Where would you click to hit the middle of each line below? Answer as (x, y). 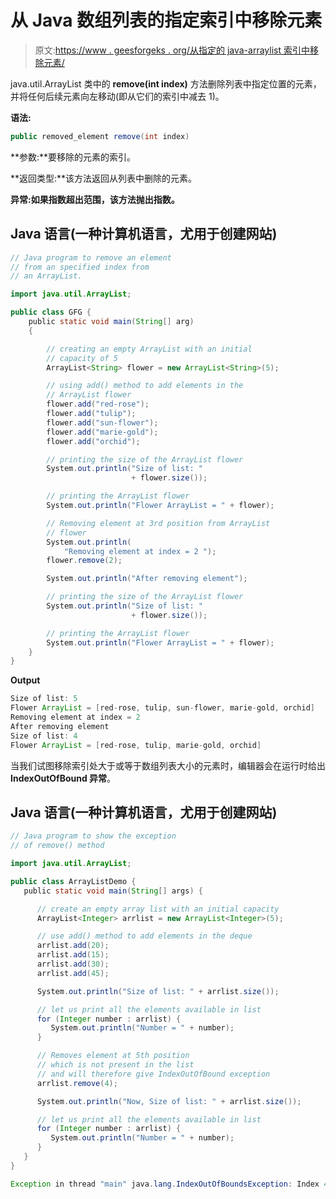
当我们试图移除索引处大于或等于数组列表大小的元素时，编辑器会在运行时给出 (168, 765)
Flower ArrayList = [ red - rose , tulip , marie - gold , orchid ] (136, 745)
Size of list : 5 (44, 699)
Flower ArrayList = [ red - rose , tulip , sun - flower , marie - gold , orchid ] (163, 708)
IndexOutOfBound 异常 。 (63, 778)
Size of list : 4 (44, 736)
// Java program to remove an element (91, 257)
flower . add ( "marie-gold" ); (102, 432)
